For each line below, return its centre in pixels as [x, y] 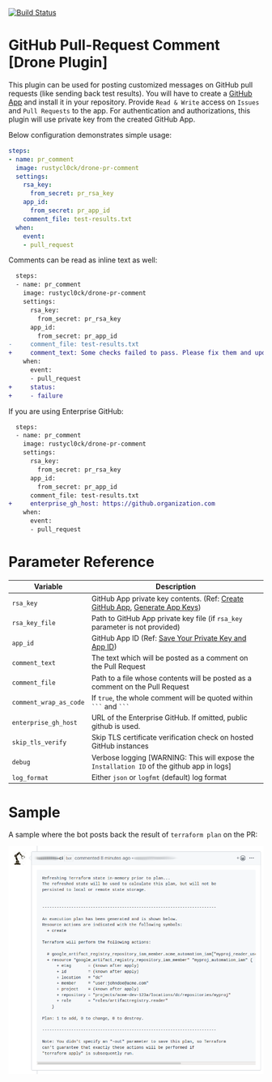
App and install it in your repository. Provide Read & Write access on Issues [134, 102]
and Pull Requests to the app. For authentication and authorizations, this [130, 110]
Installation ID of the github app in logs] [162, 766]
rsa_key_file [34, 624]
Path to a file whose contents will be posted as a [172, 678]
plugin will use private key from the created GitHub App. [102, 119]
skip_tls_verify [39, 742]
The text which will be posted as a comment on [170, 658]
